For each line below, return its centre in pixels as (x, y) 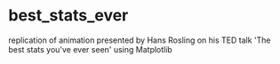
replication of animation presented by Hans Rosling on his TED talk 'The (140, 40)
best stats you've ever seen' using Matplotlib (90, 49)
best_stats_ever (68, 16)
